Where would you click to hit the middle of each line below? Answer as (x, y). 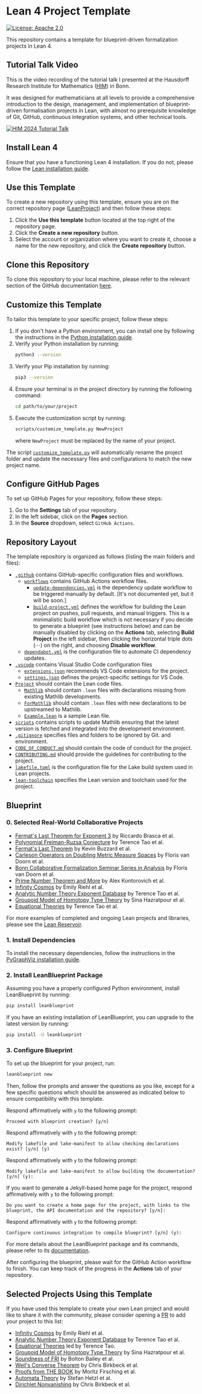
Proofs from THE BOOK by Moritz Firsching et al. (76, 1372)
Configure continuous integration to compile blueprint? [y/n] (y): (94, 1233)
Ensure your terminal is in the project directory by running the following (103, 389)
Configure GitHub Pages (53, 484)
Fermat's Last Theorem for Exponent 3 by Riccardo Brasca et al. (95, 836)
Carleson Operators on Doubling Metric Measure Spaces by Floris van (102, 855)
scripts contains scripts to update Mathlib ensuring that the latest (97, 722)
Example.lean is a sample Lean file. (67, 716)
